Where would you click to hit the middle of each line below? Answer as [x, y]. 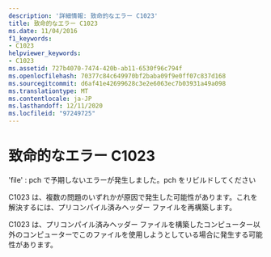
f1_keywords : [30, 38]
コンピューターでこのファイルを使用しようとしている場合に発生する [135, 234]
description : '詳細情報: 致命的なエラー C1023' [83, 16]
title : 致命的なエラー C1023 [53, 23]
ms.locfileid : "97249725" [52, 114]
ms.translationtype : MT [49, 91]
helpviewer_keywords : [45, 53]
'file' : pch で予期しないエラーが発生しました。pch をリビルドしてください [132, 179]
